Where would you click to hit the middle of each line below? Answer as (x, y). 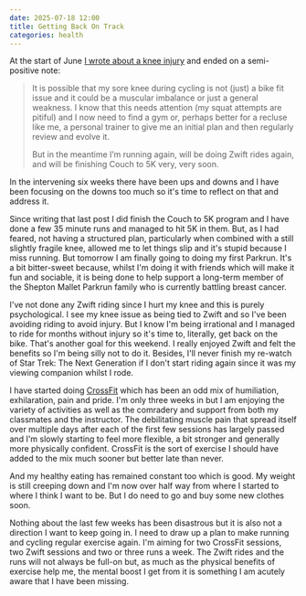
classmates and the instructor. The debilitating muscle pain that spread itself (153, 420)
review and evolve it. (70, 137)
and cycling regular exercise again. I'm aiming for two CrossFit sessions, (146, 543)
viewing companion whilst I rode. (72, 373)
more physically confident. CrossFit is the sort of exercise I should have (144, 449)
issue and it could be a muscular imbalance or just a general (145, 98)
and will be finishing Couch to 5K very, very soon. (125, 165)
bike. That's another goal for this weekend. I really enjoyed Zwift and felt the (153, 344)
